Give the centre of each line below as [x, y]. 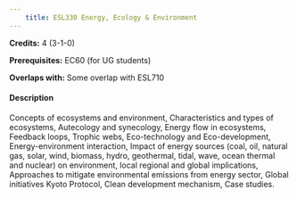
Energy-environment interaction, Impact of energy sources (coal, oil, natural [148, 146]
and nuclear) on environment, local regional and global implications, [134, 165]
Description [32, 98]
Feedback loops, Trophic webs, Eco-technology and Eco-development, [140, 136]
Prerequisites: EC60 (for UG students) [80, 60]
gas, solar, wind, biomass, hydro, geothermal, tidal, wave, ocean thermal [142, 155]
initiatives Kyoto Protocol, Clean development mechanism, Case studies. [142, 184]
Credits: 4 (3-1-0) [42, 43]
